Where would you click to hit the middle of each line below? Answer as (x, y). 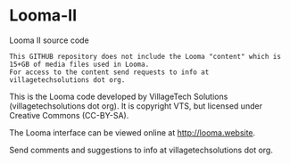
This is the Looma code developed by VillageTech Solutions (119, 96)
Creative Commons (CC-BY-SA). (69, 115)
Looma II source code (49, 40)
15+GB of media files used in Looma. (79, 64)
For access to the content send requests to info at (109, 72)
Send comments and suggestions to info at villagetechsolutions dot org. (141, 150)
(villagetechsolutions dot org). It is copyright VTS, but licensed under (136, 106)
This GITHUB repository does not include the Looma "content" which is (145, 56)
